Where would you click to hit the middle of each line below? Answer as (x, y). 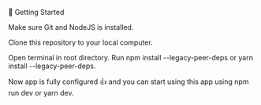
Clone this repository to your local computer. (80, 42)
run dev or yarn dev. (41, 93)
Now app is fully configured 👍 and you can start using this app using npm (129, 81)
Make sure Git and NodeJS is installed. (71, 27)
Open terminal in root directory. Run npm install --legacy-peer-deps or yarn (131, 58)
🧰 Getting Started (36, 12)
